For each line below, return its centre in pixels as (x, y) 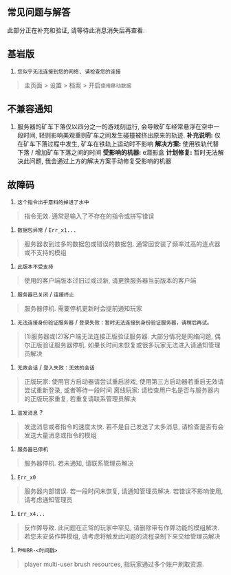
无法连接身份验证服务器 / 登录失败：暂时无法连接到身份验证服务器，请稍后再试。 (114, 323)
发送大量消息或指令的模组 (60, 435)
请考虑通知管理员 (48, 500)
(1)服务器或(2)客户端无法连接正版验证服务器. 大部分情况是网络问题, (118, 336)
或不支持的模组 (45, 252)
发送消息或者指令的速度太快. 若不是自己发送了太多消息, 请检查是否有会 (124, 427)
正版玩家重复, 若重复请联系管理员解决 (83, 399)
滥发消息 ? (30, 413)
